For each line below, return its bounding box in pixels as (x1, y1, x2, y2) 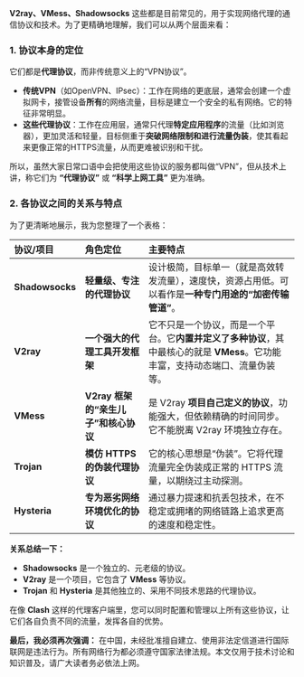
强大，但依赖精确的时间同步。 (157, 409, 285, 422)
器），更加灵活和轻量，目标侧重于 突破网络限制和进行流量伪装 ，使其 (22, 130, 273, 142)
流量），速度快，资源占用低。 (157, 274, 280, 287)
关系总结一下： (9, 543, 65, 554)
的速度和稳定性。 (147, 518, 222, 531)
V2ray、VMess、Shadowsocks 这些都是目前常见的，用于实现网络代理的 (9, 8, 283, 18)
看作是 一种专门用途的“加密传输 (157, 287, 290, 300)
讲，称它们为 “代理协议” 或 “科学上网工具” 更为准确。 (9, 173, 210, 183)
